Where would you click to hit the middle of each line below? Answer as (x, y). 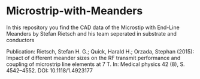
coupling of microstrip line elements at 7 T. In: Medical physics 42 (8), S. (96, 64)
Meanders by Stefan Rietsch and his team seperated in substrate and (91, 33)
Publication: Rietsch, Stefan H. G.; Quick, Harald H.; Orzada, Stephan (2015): (100, 51)
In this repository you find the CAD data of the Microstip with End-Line (93, 27)
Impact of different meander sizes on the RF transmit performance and (93, 58)
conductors (20, 40)
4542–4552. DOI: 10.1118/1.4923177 (49, 70)
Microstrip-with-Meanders (75, 11)
